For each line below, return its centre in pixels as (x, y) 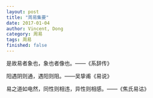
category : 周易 (24, 34)
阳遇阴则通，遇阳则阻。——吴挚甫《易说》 (59, 76)
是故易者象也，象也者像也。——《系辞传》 (59, 63)
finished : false (27, 46)
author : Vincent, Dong (35, 29)
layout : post (23, 12)
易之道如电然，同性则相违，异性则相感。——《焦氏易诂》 (78, 88)
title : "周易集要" (28, 17)
